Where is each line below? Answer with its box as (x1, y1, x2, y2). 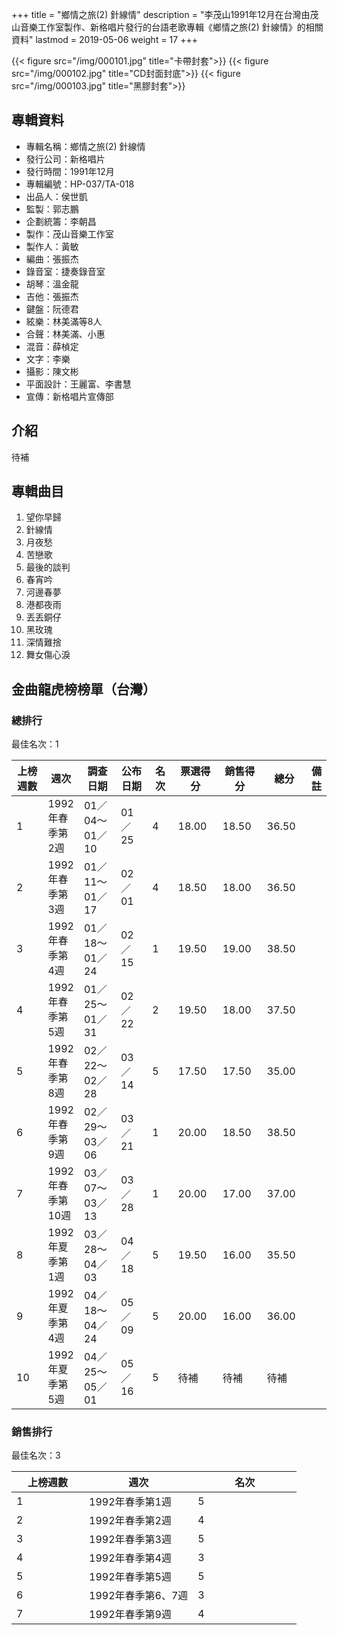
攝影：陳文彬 (25, 365, 79, 377)
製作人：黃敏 (25, 240, 79, 252)
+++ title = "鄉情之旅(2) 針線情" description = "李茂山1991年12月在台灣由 (11, 9, 311, 20)
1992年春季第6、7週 (89, 1589, 189, 1603)
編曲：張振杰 (25, 253, 79, 265)
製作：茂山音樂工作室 (25, 228, 114, 240)
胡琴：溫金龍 (25, 278, 79, 290)
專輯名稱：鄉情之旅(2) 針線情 (25, 140, 146, 152)
